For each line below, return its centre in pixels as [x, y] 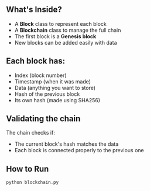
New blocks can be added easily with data [66, 42]
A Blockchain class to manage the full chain [68, 30]
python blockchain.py [33, 182]
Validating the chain [43, 119]
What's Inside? [34, 10]
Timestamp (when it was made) [52, 81]
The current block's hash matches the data [67, 144]
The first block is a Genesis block [55, 36]
